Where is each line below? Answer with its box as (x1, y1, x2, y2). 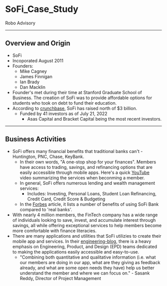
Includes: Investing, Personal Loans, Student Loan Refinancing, (27, 190, 157, 196)
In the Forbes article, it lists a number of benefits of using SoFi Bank (19, 201, 159, 207)
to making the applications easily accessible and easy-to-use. (12, 249, 139, 255)
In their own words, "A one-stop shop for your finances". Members (19, 158, 157, 165)
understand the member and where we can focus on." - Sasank (19, 270, 150, 276)
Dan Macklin (19, 84, 46, 90)
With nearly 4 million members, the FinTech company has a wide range (12, 212, 158, 218)
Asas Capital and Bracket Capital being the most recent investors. (27, 116, 162, 122)
